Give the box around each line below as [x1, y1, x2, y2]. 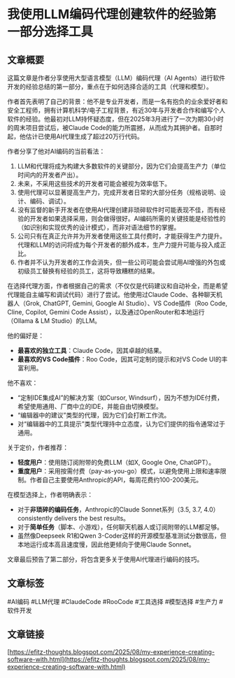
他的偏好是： [7, 331, 44, 340]
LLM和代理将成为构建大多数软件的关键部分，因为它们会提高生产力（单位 [17, 162, 227, 170]
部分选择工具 [20, 24, 94, 40]
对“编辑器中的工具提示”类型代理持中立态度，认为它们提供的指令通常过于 [17, 420, 226, 428]
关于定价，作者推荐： [7, 443, 69, 452]
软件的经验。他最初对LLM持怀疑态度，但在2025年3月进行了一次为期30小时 [7, 115, 224, 123]
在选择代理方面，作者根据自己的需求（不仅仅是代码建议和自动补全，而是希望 [7, 282, 228, 290]
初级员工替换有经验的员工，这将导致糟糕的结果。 [17, 267, 159, 275]
